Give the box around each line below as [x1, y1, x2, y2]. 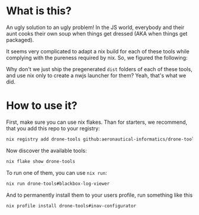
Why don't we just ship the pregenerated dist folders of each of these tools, [6, 65, 192, 72]
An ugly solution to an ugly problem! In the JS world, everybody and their [6, 24, 185, 31]
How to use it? [6, 99, 78, 113]
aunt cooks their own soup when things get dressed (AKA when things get [6, 30, 188, 37]
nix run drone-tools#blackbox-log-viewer [6, 181, 110, 187]
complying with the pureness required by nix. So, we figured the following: [6, 54, 188, 61]
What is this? [6, 4, 72, 18]
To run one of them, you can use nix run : [6, 169, 107, 176]
